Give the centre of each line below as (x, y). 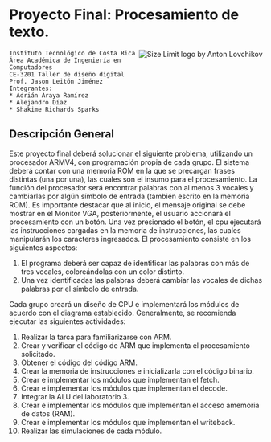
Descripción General (62, 134)
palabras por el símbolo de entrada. (80, 289)
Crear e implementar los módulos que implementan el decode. (124, 388)
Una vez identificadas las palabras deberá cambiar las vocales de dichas (142, 280)
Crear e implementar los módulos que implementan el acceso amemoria (140, 405)
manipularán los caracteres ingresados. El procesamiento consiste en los (130, 239)
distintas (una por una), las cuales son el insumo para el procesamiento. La (133, 179)
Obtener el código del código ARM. (79, 362)
